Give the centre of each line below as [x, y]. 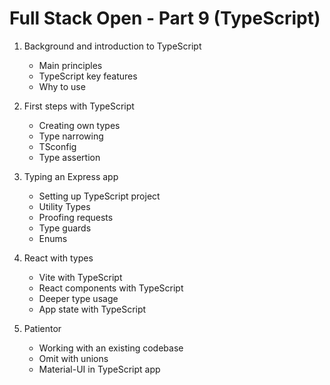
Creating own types [79, 125]
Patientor [42, 328]
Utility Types [64, 206]
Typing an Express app [71, 176]
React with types [58, 258]
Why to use [62, 86]
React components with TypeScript [111, 288]
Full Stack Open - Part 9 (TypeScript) [165, 18]
